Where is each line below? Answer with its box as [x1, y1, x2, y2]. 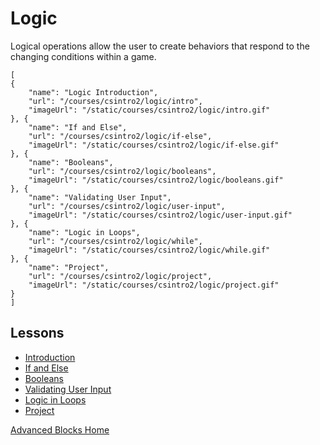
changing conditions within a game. [10, 50, 157, 62]
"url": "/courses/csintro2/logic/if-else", [28, 131, 213, 141]
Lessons [10, 325, 65, 342]
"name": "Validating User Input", [28, 192, 172, 202]
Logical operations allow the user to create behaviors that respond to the [10, 40, 310, 52]
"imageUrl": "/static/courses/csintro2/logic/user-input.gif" [28, 210, 293, 220]
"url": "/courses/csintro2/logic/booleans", [28, 166, 217, 176]
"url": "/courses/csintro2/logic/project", [28, 271, 213, 281]
